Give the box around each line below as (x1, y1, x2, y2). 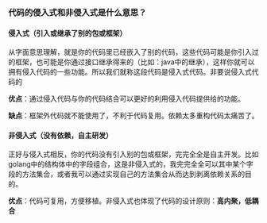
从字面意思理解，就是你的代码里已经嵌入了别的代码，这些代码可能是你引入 (8, 48, 252, 57)
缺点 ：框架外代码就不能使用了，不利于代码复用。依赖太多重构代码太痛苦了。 (8, 111, 259, 121)
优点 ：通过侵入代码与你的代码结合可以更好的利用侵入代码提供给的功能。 (8, 94, 245, 104)
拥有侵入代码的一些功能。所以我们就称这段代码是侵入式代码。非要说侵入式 (8, 67, 252, 77)
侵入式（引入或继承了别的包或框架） (8, 28, 127, 37)
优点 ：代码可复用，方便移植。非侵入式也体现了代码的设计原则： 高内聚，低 (8, 196, 252, 206)
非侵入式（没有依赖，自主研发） (8, 130, 113, 140)
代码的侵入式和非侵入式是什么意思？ (8, 6, 147, 17)
